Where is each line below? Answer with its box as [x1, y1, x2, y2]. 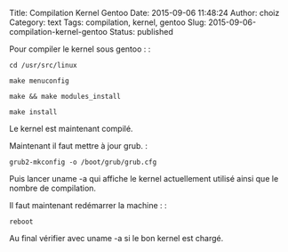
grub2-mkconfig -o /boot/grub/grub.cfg [9, 158, 157, 167]
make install [9, 108, 58, 117]
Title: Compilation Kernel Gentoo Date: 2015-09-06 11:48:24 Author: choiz [9, 8, 280, 18]
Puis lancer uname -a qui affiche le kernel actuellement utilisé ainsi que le [9, 174, 279, 183]
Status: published [109, 27, 173, 37]
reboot [9, 217, 34, 226]
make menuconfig [9, 77, 69, 85]
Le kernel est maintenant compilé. [9, 124, 133, 134]
